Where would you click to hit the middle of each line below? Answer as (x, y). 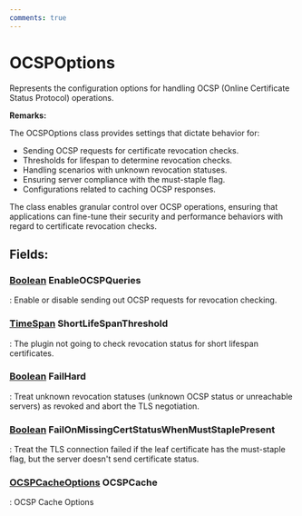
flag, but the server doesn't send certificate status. (104, 459)
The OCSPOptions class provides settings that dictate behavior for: (135, 133)
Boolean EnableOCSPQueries (75, 280)
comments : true (38, 18)
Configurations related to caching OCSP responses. (119, 189)
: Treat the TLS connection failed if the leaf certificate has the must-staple (147, 450)
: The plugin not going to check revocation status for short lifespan (134, 343)
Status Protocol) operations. (62, 97)
